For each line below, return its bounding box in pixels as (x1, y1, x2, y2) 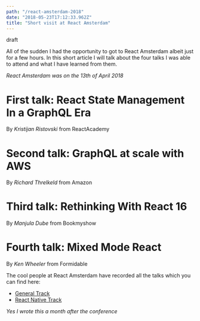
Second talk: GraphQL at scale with (6, 146, 184, 160)
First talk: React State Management (6, 93, 185, 106)
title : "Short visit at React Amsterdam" (6, 20, 111, 26)
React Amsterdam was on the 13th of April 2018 (6, 72, 124, 80)
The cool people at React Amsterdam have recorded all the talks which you (6, 272, 191, 279)
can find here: (6, 279, 41, 286)
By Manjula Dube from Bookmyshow (6, 219, 97, 227)
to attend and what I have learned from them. (6, 60, 118, 68)
